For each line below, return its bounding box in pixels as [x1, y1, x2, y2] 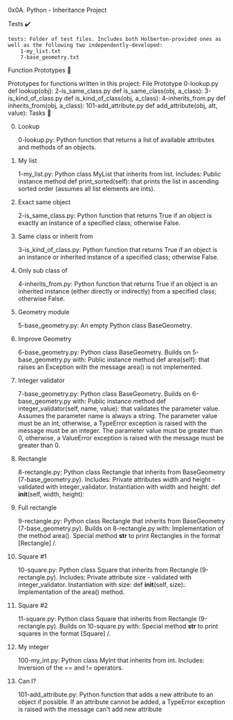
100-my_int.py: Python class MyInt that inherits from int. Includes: [17, 656, 205, 664]
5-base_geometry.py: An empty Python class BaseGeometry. [17, 321, 192, 330]
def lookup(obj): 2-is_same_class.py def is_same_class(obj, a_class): [8, 87, 203, 95]
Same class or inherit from [17, 232, 93, 240]
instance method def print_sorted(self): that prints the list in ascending [17, 177, 219, 186]
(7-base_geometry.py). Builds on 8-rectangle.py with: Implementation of [17, 524, 224, 532]
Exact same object [17, 198, 71, 206]
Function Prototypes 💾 [8, 66, 72, 74]
